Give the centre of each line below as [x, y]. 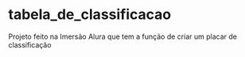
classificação [30, 44]
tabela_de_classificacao [90, 15]
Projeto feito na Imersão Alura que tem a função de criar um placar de [122, 36]
